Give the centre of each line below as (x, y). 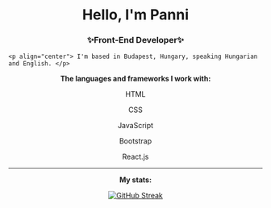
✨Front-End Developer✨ (135, 40)
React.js (135, 157)
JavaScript (135, 126)
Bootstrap (135, 141)
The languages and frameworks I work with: (135, 79)
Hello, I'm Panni (135, 15)
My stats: (135, 180)
